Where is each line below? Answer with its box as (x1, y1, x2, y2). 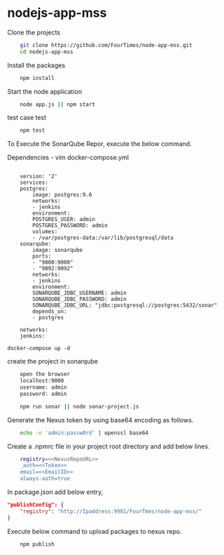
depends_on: (32, 308, 68, 315)
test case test (7, 114, 47, 122)
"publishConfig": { (7, 502, 64, 509)
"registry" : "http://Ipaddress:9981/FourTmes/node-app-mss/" (20, 507, 202, 515)
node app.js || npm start (20, 100, 96, 108)
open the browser (20, 370, 71, 378)
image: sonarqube (32, 247, 83, 254)
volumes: (32, 228, 58, 236)
